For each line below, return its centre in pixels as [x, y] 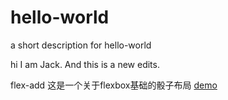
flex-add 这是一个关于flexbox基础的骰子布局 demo [114, 85]
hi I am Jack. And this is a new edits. [85, 64]
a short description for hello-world [81, 45]
